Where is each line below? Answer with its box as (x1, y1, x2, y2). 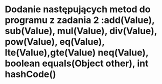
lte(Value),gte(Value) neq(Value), (5, 47, 149, 59)
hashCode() (5, 69, 57, 80)
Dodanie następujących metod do (5, 4, 151, 15)
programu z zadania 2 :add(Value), (5, 14, 155, 26)
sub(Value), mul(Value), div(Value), (5, 25, 157, 37)
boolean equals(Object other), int (5, 58, 149, 69)
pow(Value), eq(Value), (5, 36, 105, 48)
